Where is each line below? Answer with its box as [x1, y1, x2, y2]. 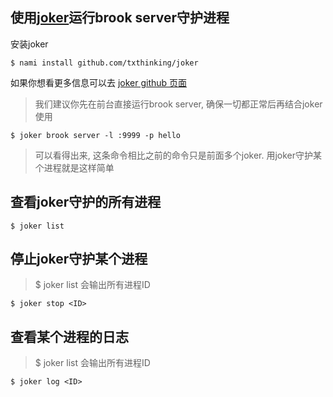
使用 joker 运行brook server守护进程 [10, 9, 230, 27]
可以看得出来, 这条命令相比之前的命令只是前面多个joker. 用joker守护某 [34, 149, 323, 161]
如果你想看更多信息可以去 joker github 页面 [10, 76, 188, 88]
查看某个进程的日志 [10, 328, 129, 345]
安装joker [10, 38, 49, 50]
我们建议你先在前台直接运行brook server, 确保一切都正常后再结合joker [34, 98, 323, 110]
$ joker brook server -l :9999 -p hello [10, 130, 182, 140]
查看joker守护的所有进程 [10, 194, 162, 211]
